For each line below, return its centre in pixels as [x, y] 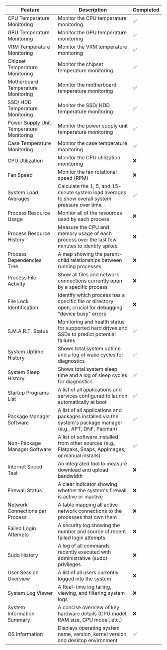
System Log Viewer [30, 593]
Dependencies [25, 260]
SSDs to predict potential [87, 334]
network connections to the [90, 511]
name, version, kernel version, [93, 634]
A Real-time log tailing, [85, 587]
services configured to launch [93, 396]
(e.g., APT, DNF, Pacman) [88, 429]
